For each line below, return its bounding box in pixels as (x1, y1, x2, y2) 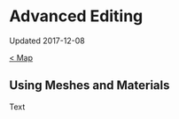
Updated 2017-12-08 (9, 35, 86, 46)
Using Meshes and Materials (9, 78, 170, 93)
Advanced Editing (9, 6, 144, 26)
